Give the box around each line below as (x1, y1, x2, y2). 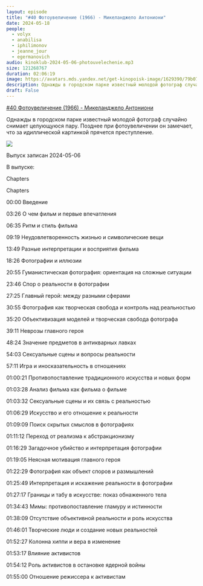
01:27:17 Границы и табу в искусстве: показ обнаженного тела (6, 491, 167, 498)
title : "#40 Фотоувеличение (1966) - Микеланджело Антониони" (6, 14, 166, 21)
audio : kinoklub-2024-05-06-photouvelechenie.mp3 (6, 59, 134, 65)
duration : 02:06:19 (6, 71, 56, 77)
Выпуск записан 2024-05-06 (6, 152, 81, 159)
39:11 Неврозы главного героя (6, 327, 84, 334)
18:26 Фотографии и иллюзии (6, 257, 82, 264)
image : (6, 76, 23, 82)
